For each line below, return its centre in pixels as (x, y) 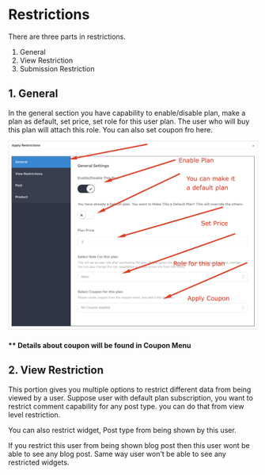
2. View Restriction (56, 370)
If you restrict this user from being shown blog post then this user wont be (129, 445)
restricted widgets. (39, 462)
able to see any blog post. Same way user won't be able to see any (117, 454)
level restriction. (34, 415)
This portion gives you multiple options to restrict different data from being (130, 389)
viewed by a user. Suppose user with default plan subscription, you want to (131, 397)
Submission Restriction (57, 68)
